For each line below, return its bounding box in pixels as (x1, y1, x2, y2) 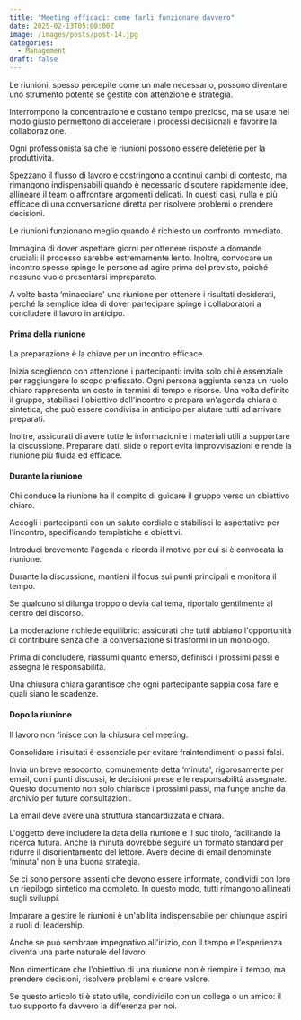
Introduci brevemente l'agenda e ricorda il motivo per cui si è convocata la (9, 544, 285, 555)
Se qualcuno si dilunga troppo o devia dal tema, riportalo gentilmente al (9, 598, 274, 609)
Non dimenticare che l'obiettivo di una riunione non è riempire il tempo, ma (9, 963, 286, 974)
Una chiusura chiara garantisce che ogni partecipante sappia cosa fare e (9, 679, 279, 690)
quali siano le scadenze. (9, 689, 99, 699)
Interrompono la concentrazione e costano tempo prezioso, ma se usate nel (9, 107, 290, 117)
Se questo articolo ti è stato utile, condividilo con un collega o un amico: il (9, 990, 282, 1001)
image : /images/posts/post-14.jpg (9, 30, 139, 39)
